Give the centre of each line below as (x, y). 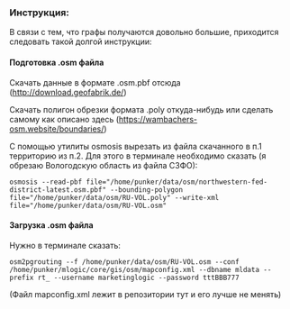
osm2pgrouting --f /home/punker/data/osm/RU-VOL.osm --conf (125, 262)
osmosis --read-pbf (46, 182)
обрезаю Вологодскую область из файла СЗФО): (104, 165)
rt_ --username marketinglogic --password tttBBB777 (139, 277)
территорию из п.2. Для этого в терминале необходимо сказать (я (138, 156)
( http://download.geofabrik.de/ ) (68, 92)
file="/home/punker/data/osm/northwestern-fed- (177, 182)
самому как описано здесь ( (64, 119)
